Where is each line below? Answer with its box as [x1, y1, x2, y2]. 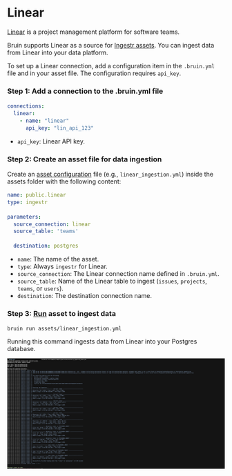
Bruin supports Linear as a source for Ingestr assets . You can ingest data [7, 41, 215, 49]
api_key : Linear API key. [17, 137, 85, 146]
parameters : [7, 213, 41, 220]
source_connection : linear [13, 221, 91, 228]
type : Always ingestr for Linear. [17, 262, 108, 270]
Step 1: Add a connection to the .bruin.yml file [7, 86, 164, 96]
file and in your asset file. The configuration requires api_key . [7, 69, 182, 77]
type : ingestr [7, 199, 48, 206]
